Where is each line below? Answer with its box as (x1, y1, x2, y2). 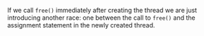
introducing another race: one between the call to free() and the (7, 13, 196, 22)
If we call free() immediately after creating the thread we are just (7, 6, 198, 14)
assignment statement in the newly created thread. (7, 21, 155, 29)
